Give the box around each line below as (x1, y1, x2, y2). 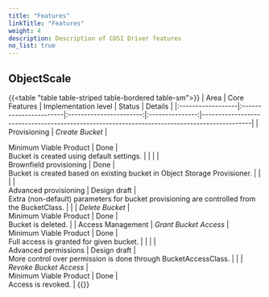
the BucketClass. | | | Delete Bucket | (8, 202, 130, 212)
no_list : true (8, 42, 56, 50)
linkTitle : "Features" (8, 19, 85, 27)
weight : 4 (8, 27, 42, 35)
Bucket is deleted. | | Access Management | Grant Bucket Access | (8, 219, 230, 229)
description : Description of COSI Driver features (8, 34, 182, 43)
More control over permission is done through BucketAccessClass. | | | (8, 254, 243, 263)
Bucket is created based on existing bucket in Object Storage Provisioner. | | (8, 168, 261, 178)
